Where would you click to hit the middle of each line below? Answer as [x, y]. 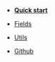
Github [24, 51]
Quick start [31, 10]
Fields [23, 24]
